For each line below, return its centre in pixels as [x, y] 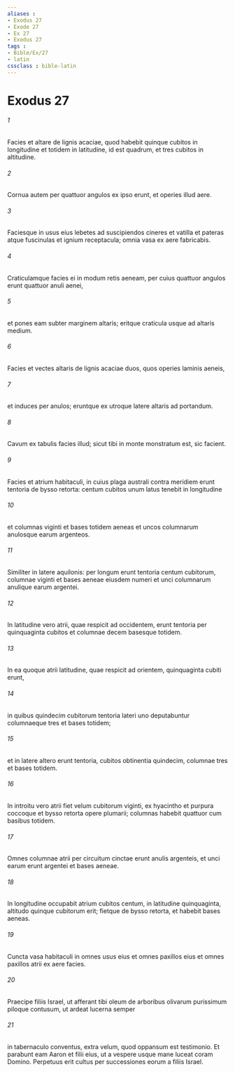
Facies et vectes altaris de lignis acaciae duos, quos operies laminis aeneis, [116, 368]
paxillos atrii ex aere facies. [47, 964]
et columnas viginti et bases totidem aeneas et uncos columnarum [103, 527]
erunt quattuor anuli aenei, [45, 285]
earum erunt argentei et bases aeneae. [63, 866]
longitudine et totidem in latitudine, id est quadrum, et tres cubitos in [106, 150]
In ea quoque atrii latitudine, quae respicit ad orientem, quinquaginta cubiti [114, 670]
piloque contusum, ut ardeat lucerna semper [71, 1009]
